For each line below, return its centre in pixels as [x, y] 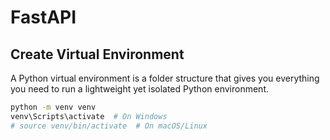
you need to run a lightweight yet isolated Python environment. [140, 89]
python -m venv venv [53, 107]
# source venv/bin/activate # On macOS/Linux [109, 126]
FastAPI [43, 17]
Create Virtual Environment [97, 54]
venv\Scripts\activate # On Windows [89, 116]
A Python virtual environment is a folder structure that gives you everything [165, 78]
